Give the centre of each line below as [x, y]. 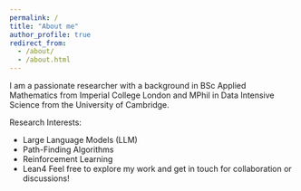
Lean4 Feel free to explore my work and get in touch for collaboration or [157, 169]
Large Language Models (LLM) [80, 140]
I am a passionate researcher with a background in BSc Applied [128, 86]
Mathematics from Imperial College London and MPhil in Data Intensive [142, 95]
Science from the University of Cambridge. [89, 105]
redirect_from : [38, 43]
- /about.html [44, 60]
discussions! [46, 178]
